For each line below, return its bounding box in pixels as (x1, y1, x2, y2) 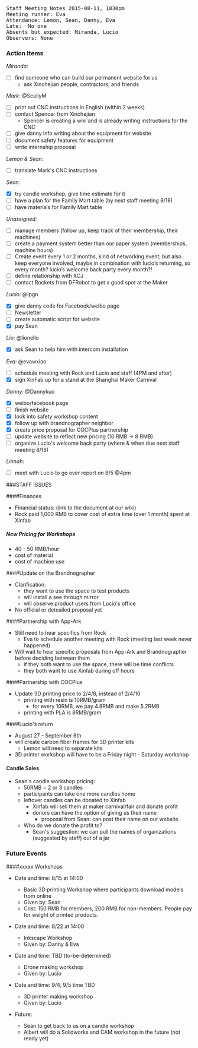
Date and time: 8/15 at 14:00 (14, 874, 83, 881)
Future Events (6, 849, 47, 857)
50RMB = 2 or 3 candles (23, 784, 83, 791)
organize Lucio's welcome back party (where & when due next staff (14, 439, 180, 447)
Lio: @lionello (6, 334, 39, 341)
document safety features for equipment (14, 137, 114, 144)
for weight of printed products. (23, 911, 99, 918)
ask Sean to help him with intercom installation (14, 346, 128, 353)
